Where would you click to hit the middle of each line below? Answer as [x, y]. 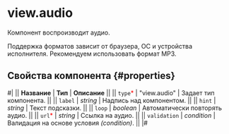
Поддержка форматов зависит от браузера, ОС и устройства [100, 46]
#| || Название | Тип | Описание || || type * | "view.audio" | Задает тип [111, 92]
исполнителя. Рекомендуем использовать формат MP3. [92, 54]
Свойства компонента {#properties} [91, 76]
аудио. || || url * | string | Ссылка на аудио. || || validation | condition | [111, 115]
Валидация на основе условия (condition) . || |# [78, 123]
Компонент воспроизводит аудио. [59, 32]
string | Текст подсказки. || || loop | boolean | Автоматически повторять [115, 108]
